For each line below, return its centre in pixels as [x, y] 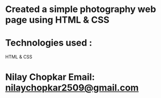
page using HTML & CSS [57, 20]
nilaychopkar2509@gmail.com [72, 88]
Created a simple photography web [81, 9]
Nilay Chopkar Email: [50, 77]
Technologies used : [49, 43]
